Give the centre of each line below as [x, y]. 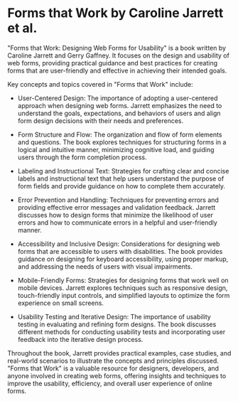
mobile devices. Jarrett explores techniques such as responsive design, [123, 288]
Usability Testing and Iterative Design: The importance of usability [114, 316]
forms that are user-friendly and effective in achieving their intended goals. [117, 70]
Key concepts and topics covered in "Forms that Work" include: [100, 84]
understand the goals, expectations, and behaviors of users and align [119, 113]
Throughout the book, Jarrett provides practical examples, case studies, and [119, 353]
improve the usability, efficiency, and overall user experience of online [110, 383]
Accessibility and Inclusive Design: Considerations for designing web [119, 244]
